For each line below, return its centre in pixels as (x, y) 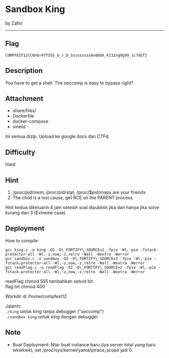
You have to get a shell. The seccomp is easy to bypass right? (69, 83)
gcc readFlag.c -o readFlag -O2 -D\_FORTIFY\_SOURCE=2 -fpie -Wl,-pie (81, 267)
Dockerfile (23, 116)
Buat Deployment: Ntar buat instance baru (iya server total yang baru (84, 344)
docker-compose (30, 121)
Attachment (24, 98)
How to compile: (22, 240)
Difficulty (20, 152)
